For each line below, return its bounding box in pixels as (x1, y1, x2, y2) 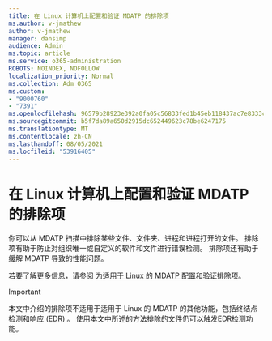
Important (8, 287, 41, 296)
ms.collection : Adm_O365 (8, 79, 92, 87)
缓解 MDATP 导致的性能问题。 (8, 254, 108, 263)
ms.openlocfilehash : (8, 110, 79, 118)
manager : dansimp (8, 34, 67, 43)
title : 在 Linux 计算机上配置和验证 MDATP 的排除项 (8, 11, 169, 20)
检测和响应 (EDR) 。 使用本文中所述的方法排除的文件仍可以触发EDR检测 (8, 313, 247, 324)
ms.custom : (8, 87, 45, 96)
